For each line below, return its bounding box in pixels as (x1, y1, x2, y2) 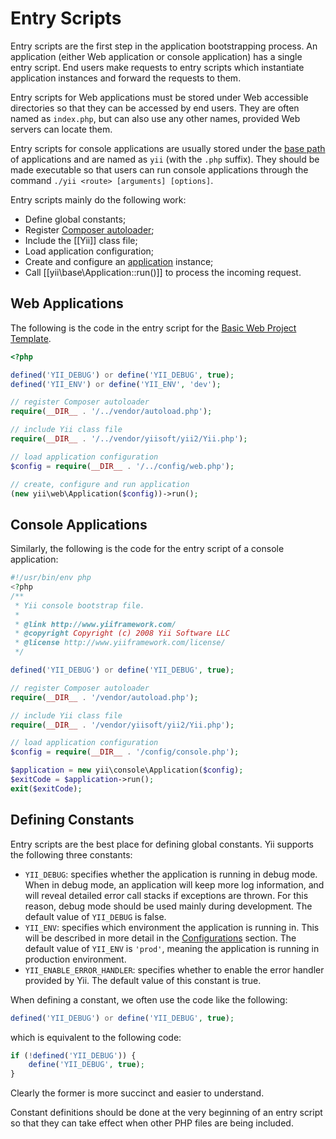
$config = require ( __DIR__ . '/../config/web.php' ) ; (10, 461, 235, 471)
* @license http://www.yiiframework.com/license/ (14, 638, 226, 648)
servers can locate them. (10, 123, 113, 135)
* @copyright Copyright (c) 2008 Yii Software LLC (14, 628, 230, 639)
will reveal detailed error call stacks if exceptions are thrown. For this (24, 889, 309, 901)
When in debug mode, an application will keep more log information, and (24, 878, 325, 891)
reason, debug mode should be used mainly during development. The (24, 900, 313, 912)
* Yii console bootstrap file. (14, 600, 145, 611)
